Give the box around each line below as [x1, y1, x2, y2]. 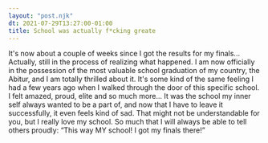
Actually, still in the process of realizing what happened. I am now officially [8, 57, 255, 67]
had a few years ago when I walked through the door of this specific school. [8, 83, 260, 92]
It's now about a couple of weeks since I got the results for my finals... [8, 49, 241, 59]
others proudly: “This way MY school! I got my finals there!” [8, 125, 206, 135]
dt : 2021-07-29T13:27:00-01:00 [8, 19, 113, 27]
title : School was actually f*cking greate [8, 27, 156, 35]
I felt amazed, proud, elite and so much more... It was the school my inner [8, 92, 251, 101]
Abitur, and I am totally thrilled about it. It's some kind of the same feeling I [8, 74, 254, 84]
